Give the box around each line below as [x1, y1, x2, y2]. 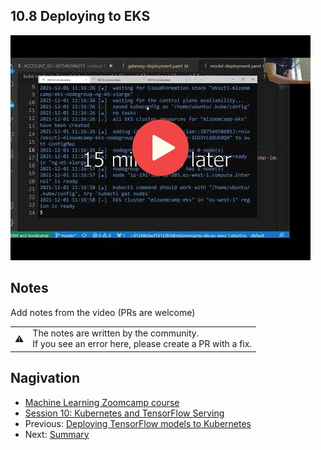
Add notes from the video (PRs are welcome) [10, 306, 196, 318]
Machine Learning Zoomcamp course [24, 396, 180, 408]
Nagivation [10, 370, 81, 387]
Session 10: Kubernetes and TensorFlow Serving [24, 407, 225, 419]
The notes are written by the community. [32, 327, 200, 339]
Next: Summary [24, 428, 90, 440]
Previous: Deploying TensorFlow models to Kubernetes [24, 417, 252, 429]
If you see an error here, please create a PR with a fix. [32, 338, 253, 350]
